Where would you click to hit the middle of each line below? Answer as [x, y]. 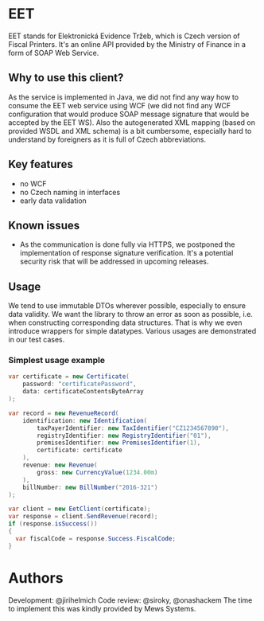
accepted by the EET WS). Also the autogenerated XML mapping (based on [132, 122]
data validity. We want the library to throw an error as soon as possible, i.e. [130, 314]
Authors [36, 578]
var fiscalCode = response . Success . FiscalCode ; [96, 538]
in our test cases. [37, 340]
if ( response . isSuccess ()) [53, 524]
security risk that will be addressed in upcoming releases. [114, 262]
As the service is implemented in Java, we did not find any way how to [124, 97]
